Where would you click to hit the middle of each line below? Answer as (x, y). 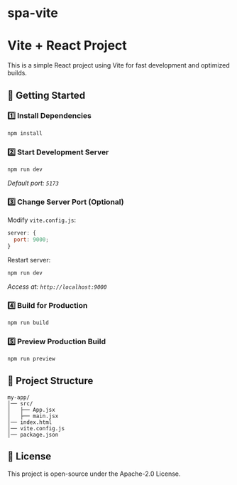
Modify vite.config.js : (42, 220)
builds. (17, 73)
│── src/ (20, 403)
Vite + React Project (67, 46)
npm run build (28, 323)
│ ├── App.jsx (31, 410)
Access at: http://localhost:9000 (57, 287)
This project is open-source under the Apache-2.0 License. (94, 474)
